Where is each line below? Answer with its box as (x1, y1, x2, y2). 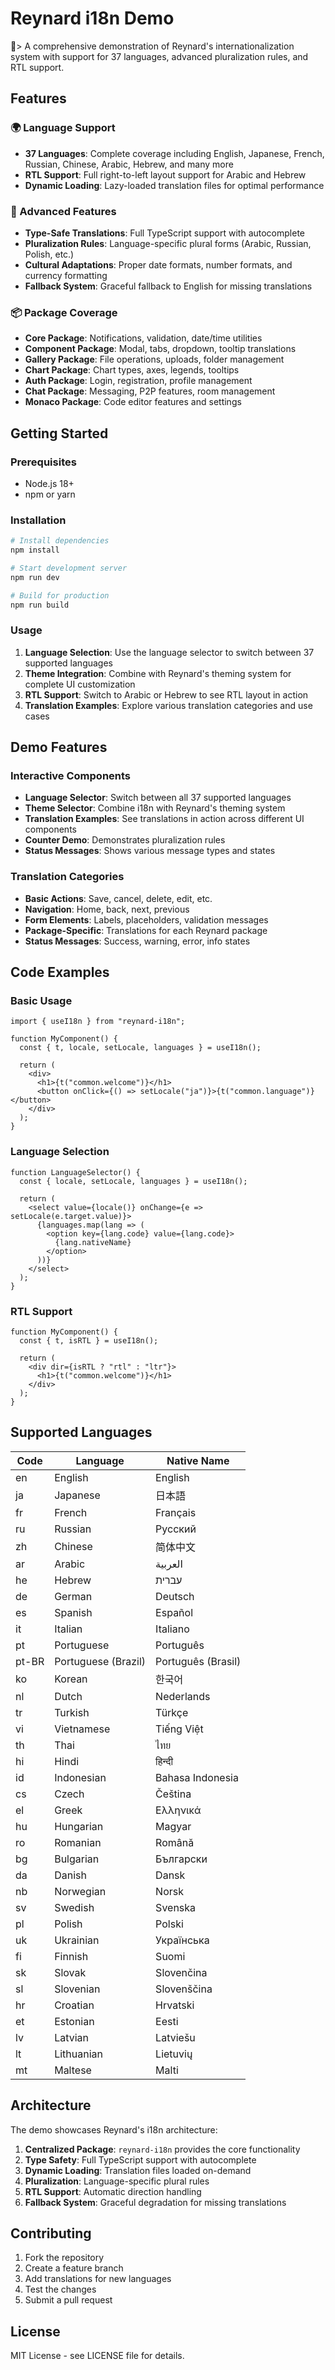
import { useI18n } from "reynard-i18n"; (10, 1017, 186, 1027)
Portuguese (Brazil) (54, 1654, 147, 1668)
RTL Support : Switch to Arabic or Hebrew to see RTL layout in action (24, 688, 309, 701)
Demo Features (10, 739, 108, 756)
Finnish (54, 1949, 89, 1963)
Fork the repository (24, 2252, 105, 2264)
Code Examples (10, 964, 110, 981)
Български (155, 1852, 208, 1866)
